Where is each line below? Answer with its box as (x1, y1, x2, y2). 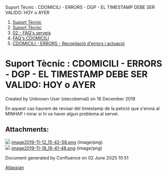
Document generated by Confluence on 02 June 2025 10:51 (5, 154, 129, 160)
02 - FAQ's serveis (12, 30, 51, 35)
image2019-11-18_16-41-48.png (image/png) (11, 145, 102, 151)
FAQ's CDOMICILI (12, 35, 49, 41)
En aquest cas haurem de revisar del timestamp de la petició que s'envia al (5, 105, 160, 111)
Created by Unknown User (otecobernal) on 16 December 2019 (5, 95, 135, 101)
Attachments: (5, 125, 49, 134)
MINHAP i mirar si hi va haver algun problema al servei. (5, 110, 119, 116)
